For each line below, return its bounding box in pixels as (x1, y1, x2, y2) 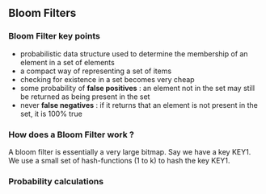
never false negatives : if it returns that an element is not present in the (19, 100, 259, 109)
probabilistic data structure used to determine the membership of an (19, 48, 248, 59)
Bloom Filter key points (8, 31, 101, 42)
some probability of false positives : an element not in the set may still (19, 83, 255, 93)
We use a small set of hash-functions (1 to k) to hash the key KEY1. (8, 155, 230, 165)
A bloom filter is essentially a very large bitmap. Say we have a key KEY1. (8, 147, 251, 156)
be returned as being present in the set (19, 92, 150, 101)
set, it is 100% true (19, 109, 82, 118)
